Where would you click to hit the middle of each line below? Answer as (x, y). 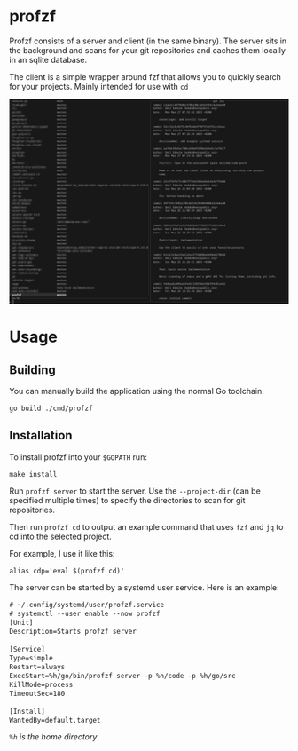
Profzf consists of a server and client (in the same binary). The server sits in (148, 41)
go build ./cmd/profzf (51, 409)
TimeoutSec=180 (37, 693)
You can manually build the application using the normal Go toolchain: (137, 391)
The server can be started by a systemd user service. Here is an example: (144, 587)
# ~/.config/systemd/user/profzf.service (87, 605)
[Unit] (21, 622)
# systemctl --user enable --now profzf (85, 613)
